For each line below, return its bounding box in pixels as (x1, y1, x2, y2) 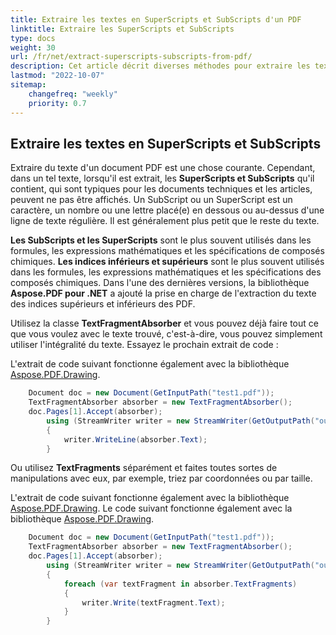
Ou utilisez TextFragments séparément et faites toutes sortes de (10, 462, 278, 474)
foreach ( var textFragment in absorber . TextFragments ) (63, 579, 298, 589)
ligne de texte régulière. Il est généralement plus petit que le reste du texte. (10, 215, 320, 227)
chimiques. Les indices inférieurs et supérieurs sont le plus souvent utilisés (10, 256, 325, 268)
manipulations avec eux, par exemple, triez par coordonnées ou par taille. (10, 472, 313, 485)
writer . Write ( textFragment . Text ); (81, 597, 226, 608)
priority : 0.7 (28, 98, 87, 108)
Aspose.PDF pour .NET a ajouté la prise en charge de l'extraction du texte (10, 287, 317, 300)
